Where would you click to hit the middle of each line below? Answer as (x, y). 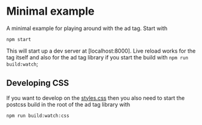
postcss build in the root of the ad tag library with (68, 104)
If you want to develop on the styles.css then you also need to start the (96, 98)
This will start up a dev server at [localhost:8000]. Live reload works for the (101, 51)
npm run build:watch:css (38, 116)
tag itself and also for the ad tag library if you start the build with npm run (97, 57)
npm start (19, 39)
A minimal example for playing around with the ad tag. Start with (87, 28)
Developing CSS (38, 83)
